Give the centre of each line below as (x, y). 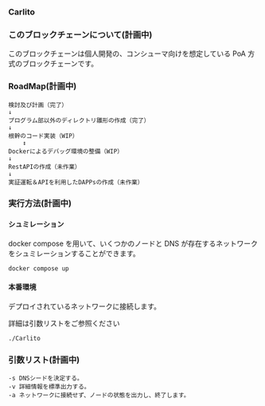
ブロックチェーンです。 (60, 64)
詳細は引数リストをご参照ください (64, 323)
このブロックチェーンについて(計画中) (80, 34)
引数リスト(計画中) (44, 360)
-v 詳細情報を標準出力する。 (49, 387)
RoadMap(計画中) (43, 86)
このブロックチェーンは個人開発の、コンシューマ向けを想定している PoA (127, 53)
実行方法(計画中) (40, 203)
